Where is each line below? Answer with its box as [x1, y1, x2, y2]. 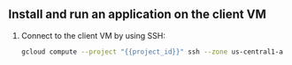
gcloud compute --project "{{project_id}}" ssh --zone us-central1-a [20, 47, 284, 56]
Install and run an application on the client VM [8, 7, 267, 22]
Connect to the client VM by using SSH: [20, 30, 165, 40]
